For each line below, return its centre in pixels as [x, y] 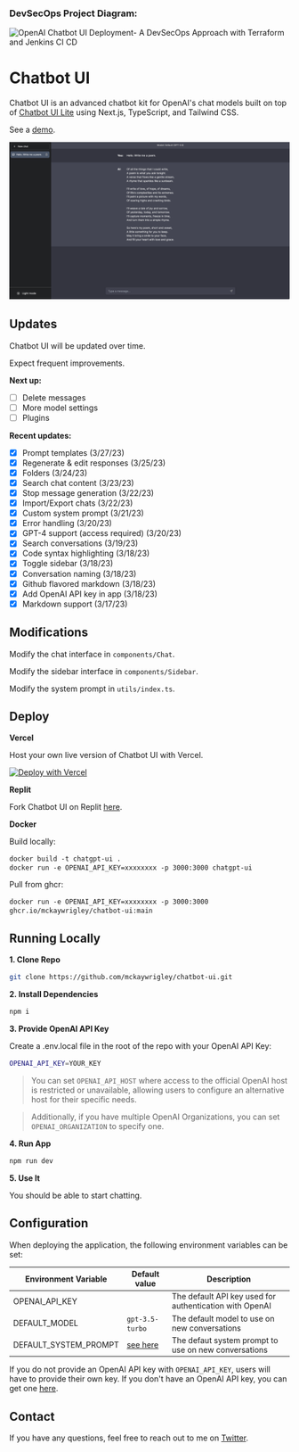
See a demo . [32, 130]
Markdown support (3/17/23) [75, 604]
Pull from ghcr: [36, 885]
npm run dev [31, 1161]
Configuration [49, 1223]
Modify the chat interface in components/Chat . [92, 654]
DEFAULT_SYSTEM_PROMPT [66, 1345]
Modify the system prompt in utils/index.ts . [92, 689]
